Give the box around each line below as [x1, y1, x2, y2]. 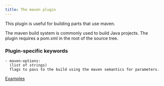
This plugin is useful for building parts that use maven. [5, 21, 116, 26]
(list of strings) [9, 63, 48, 67]
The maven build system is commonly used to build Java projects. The [5, 30, 148, 36]
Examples [5, 75, 25, 81]
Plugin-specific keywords [5, 47, 68, 54]
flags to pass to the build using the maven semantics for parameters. [9, 67, 160, 72]
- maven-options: [5, 58, 41, 64]
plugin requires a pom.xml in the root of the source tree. [5, 35, 119, 41]
